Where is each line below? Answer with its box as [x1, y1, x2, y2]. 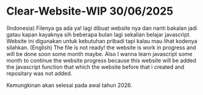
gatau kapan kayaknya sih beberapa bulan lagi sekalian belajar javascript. [6, 30, 191, 38]
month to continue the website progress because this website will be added [6, 57, 196, 64]
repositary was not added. [6, 69, 73, 77]
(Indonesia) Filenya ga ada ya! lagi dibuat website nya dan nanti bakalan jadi [6, 24, 198, 32]
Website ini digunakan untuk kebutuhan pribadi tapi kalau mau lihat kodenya [6, 37, 198, 44]
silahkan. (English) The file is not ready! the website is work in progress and [6, 44, 196, 51]
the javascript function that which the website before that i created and [6, 63, 185, 71]
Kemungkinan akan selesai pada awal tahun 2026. [6, 81, 133, 89]
